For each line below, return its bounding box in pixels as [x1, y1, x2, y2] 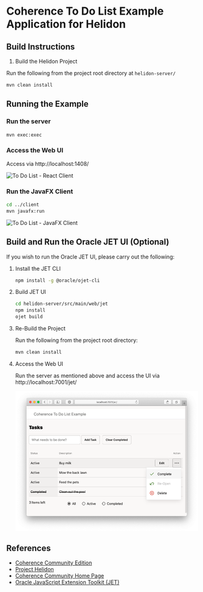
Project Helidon [15, 566, 54, 573]
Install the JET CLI [15, 265, 61, 272]
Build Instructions [6, 41, 75, 52]
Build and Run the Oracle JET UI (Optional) [6, 237, 170, 248]
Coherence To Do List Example [6, 4, 164, 18]
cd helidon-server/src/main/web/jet [15, 301, 108, 307]
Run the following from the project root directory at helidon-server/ [6, 70, 176, 77]
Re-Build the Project [15, 325, 66, 332]
